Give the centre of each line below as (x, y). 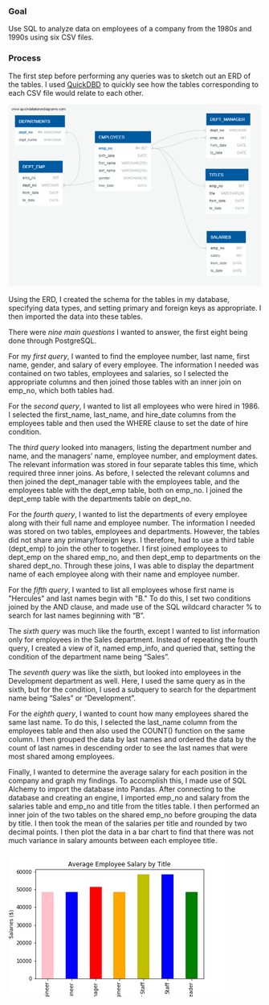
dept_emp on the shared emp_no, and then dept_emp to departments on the (134, 556)
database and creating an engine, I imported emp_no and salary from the (129, 797)
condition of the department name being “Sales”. (89, 656)
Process (25, 58)
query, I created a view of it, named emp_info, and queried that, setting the (132, 648)
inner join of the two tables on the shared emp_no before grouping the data (132, 814)
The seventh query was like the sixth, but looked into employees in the (125, 672)
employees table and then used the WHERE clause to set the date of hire (128, 423)
